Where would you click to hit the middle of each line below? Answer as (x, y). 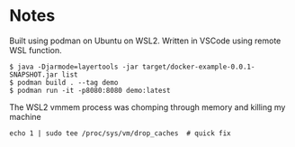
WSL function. (36, 50)
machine (26, 116)
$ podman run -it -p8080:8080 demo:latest (90, 90)
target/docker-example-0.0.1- (199, 67)
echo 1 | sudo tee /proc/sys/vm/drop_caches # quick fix (120, 133)
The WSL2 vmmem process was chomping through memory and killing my (147, 107)
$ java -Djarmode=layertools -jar (74, 67)
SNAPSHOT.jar (34, 74)
